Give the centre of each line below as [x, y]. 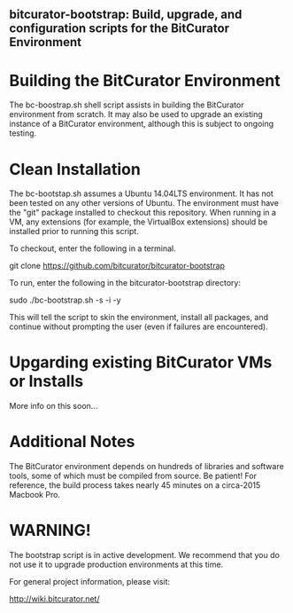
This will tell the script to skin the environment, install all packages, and [139, 318]
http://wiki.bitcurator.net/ [54, 599]
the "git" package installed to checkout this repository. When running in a [143, 213]
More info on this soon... [54, 406]
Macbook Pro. [35, 495]
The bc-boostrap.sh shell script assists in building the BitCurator [127, 105]
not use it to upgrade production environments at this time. [116, 565]
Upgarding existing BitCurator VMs [141, 362]
